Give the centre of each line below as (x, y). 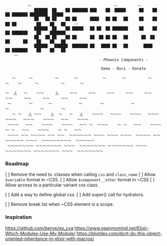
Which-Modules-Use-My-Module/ (40, 233)
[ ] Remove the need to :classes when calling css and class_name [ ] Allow (81, 174)
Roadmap (17, 164)
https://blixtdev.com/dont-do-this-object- (119, 233)
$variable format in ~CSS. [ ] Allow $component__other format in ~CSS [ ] (80, 180)
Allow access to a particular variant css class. (52, 185)
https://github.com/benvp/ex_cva (39, 228)
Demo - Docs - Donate (123, 69)
